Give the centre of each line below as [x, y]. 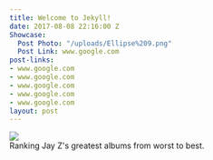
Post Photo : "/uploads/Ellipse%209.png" [95, 43]
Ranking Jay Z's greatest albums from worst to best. [107, 145]
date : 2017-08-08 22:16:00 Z [64, 26]
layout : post [34, 111]
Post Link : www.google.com [68, 52]
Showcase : [28, 35]
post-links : [32, 60]
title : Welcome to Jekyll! [60, 18]
